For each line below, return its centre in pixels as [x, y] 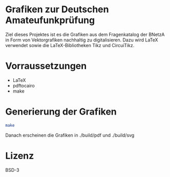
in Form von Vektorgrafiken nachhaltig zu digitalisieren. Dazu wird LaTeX [82, 40]
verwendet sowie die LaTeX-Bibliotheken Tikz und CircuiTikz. [70, 45]
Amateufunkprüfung [50, 20]
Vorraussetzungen [46, 66]
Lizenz [20, 156]
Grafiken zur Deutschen [57, 9]
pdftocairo [24, 85]
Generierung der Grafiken [61, 112]
